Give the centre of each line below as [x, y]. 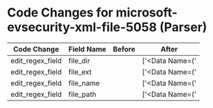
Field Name [87, 49]
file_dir [79, 61]
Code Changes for [60, 13]
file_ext [80, 72]
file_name [84, 83]
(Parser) [183, 27]
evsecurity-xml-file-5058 [82, 27]
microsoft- [147, 13]
